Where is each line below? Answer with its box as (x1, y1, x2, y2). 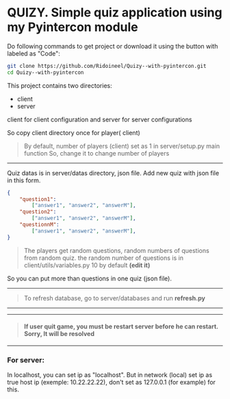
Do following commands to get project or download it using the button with (7, 42, 218, 50)
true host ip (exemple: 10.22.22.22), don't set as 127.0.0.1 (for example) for (7, 378, 216, 387)
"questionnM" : (19, 221, 60, 228)
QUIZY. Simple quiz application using (7, 5, 222, 21)
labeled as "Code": (7, 49, 60, 58)
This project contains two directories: (7, 81, 112, 90)
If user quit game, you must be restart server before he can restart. (23, 322, 219, 330)
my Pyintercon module (7, 19, 138, 35)
